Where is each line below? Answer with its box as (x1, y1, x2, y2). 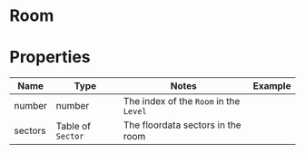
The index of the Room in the (123, 95, 241, 108)
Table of (55, 120, 92, 132)
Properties (9, 47, 91, 68)
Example (252, 80, 291, 92)
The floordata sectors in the (123, 119, 242, 131)
